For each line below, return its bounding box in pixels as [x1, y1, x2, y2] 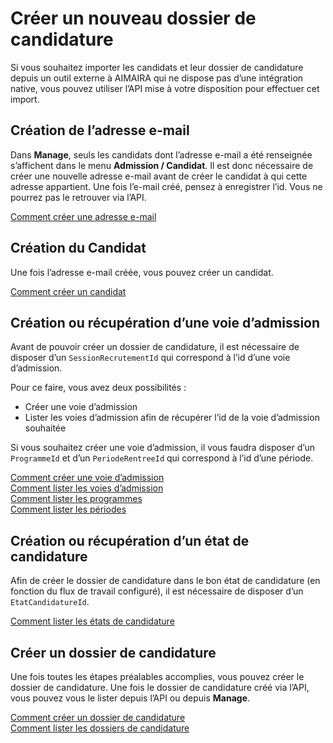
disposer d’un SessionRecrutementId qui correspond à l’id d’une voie [10, 352, 291, 364]
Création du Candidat [10, 240, 147, 257]
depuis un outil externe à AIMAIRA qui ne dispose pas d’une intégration [10, 72, 304, 84]
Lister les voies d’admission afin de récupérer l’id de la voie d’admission [24, 412, 320, 424]
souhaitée [24, 422, 67, 434]
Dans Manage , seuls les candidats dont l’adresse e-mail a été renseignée [10, 148, 313, 161]
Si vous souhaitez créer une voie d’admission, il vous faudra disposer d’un [10, 442, 315, 454]
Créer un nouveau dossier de [10, 7, 257, 30]
